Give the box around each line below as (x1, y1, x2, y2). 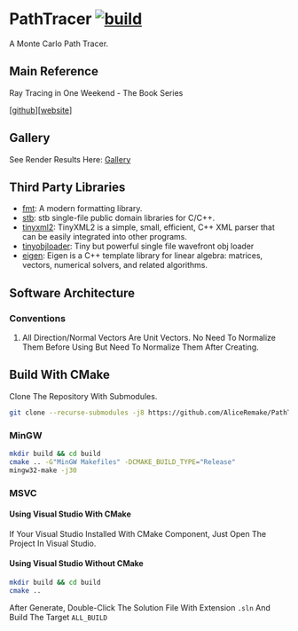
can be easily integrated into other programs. (21, 232, 188, 242)
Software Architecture (9, 285, 136, 301)
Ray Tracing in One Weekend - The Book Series (9, 87, 184, 98)
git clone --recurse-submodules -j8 (9, 408, 145, 417)
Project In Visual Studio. (9, 538, 97, 548)
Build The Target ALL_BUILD (9, 611, 108, 622)
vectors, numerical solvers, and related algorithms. (21, 260, 208, 271)
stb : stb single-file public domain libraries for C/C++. (21, 213, 216, 224)
